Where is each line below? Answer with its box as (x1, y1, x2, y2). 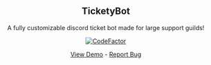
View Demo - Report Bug (70, 50, 142, 58)
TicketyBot (82, 5, 130, 17)
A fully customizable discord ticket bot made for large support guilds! (7, 23, 205, 31)
